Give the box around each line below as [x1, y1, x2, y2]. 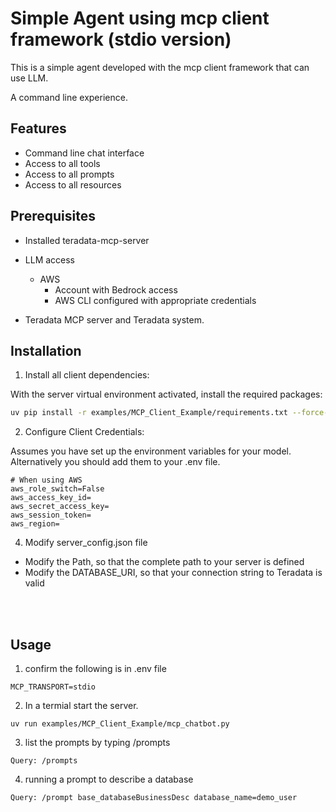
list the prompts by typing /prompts [24, 737, 171, 749]
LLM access [24, 253, 76, 266]
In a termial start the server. [24, 700, 139, 712]
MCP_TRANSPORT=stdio [10, 682, 97, 692]
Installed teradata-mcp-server [24, 234, 150, 246]
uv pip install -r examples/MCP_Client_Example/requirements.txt [10, 408, 288, 418]
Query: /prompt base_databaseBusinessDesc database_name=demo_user [10, 793, 298, 803]
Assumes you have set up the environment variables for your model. [10, 445, 292, 457]
